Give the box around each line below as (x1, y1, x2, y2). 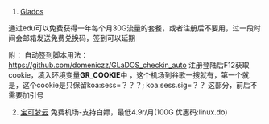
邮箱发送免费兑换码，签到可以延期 (22, 34, 135, 42)
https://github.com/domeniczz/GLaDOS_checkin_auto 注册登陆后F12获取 (8, 60, 250, 70)
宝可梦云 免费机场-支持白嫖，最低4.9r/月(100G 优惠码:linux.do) (19, 107, 228, 117)
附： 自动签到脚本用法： (8, 50, 89, 59)
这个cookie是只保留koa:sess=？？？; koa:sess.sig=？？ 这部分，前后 (22, 80, 251, 90)
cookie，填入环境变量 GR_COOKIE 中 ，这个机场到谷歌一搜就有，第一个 (8, 70, 243, 79)
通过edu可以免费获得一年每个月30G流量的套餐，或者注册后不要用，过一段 (8, 23, 254, 33)
